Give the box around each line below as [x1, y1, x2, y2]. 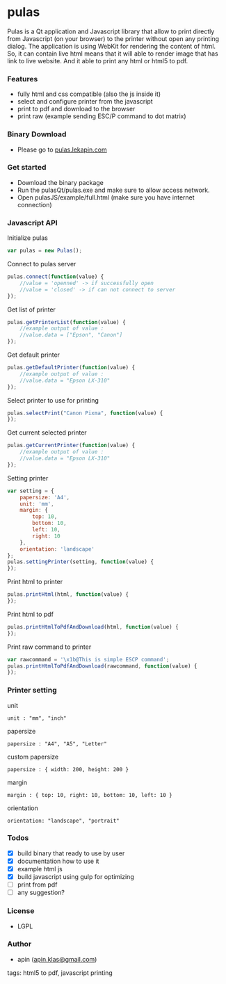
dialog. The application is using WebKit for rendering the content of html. [7, 42, 216, 50]
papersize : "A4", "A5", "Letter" [7, 740, 108, 748]
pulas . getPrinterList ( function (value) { [7, 318, 127, 325]
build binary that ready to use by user [17, 849, 125, 857]
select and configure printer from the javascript [17, 97, 153, 106]
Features [7, 74, 38, 83]
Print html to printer [7, 578, 63, 586]
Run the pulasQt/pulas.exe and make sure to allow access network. [17, 186, 210, 194]
